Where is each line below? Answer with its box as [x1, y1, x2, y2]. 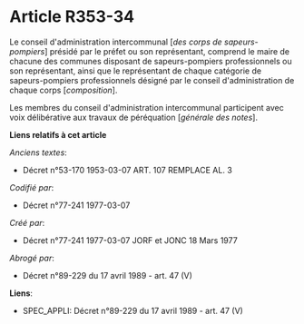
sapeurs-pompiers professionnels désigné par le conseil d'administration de [9, 74, 295, 85]
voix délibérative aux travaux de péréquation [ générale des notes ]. [9, 112, 259, 123]
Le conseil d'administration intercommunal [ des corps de [9, 36, 222, 47]
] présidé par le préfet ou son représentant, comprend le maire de [44, 45, 290, 56]
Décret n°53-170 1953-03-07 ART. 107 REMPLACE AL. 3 [22, 164, 233, 175]
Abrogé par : [9, 252, 54, 263]
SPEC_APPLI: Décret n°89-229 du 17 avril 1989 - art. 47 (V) [22, 305, 243, 316]
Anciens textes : [9, 147, 68, 158]
